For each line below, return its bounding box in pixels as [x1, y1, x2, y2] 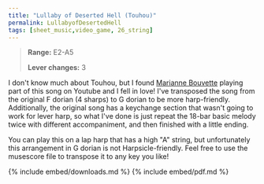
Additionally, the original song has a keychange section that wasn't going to [8, 103, 254, 112]
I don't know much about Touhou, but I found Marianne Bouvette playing [8, 78, 244, 87]
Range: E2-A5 [27, 48, 74, 57]
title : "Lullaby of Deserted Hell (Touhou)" [8, 11, 157, 20]
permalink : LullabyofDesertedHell [8, 19, 122, 27]
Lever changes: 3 [27, 63, 87, 72]
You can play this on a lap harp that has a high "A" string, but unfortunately [8, 135, 251, 145]
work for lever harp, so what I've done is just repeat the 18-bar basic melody [8, 112, 256, 121]
